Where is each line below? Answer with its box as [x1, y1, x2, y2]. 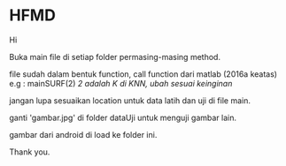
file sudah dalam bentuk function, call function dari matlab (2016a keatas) [9, 68, 277, 79]
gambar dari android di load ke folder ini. [9, 129, 158, 140]
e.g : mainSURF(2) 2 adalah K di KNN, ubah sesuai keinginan [9, 78, 233, 88]
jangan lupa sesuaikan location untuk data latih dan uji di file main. [9, 94, 251, 106]
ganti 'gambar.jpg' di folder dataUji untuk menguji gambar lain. [9, 112, 237, 123]
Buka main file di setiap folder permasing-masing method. [9, 51, 221, 62]
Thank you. [9, 147, 50, 157]
